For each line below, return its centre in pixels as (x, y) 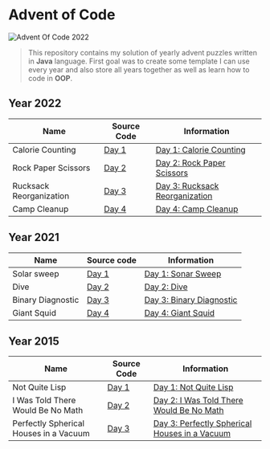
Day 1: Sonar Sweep (183, 273)
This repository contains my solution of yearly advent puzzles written (142, 52)
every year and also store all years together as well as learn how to (139, 69)
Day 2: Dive (166, 287)
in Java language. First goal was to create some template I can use (139, 61)
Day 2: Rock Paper (190, 162)
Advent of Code (62, 15)
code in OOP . (50, 78)
